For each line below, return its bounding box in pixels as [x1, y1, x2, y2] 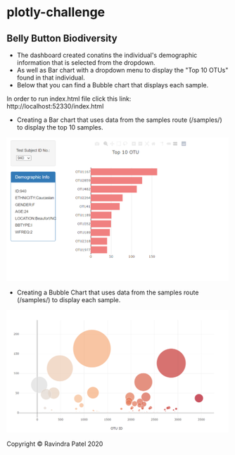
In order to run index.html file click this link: [6, 94, 132, 103]
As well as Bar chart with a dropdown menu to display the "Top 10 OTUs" [16, 66, 229, 74]
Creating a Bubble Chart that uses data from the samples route [16, 288, 199, 297]
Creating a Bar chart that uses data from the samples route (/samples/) [16, 116, 222, 124]
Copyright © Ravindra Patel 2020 [6, 440, 103, 448]
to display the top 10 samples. [16, 123, 103, 131]
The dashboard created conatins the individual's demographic [16, 51, 198, 59]
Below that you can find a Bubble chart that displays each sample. [16, 81, 209, 89]
